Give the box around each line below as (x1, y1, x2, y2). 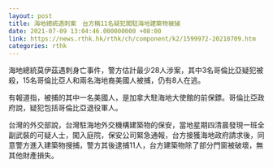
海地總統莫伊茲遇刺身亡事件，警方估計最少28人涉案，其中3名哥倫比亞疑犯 (8, 66, 257, 75)
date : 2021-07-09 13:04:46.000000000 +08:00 (8, 27, 162, 35)
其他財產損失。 (8, 151, 58, 161)
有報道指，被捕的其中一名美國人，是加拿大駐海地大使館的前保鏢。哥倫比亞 (8, 93, 258, 102)
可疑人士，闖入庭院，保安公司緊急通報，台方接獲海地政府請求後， (36, 131, 258, 140)
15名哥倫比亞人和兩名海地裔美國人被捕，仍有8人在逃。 (22, 75, 206, 85)
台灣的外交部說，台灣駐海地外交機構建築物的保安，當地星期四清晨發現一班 (8, 120, 258, 130)
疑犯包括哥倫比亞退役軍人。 (29, 103, 123, 113)
